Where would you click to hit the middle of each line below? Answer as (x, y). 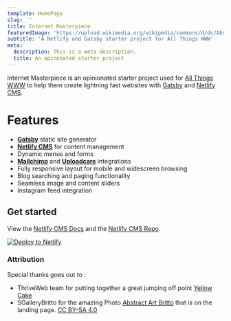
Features (33, 120)
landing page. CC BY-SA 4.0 (57, 309)
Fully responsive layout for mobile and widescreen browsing (102, 168)
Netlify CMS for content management (71, 146)
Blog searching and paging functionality (74, 175)
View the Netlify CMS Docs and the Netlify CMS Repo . (84, 228)
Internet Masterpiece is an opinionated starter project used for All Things (110, 78)
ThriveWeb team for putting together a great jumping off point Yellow (114, 288)
